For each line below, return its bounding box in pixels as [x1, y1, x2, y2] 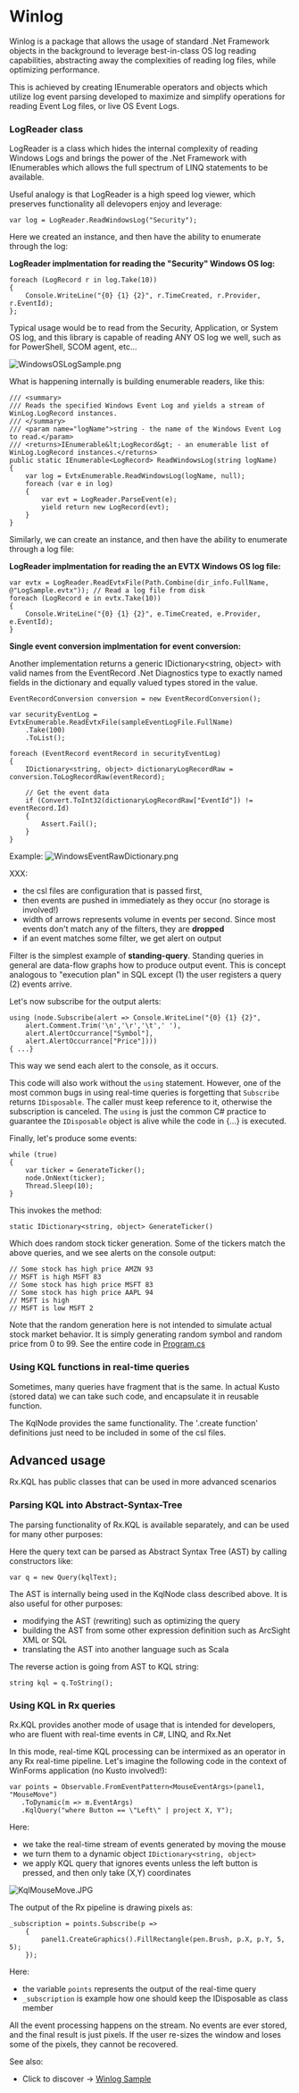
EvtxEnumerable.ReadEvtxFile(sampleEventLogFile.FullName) [9, 718, 234, 727]
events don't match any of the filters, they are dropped [21, 923, 225, 935]
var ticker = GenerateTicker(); [25, 1166, 145, 1175]
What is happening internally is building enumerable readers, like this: [9, 376, 265, 387]
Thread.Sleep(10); [25, 1181, 94, 1190]
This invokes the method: [9, 1205, 103, 1216]
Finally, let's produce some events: [9, 1133, 137, 1144]
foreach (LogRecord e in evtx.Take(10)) [9, 594, 162, 603]
